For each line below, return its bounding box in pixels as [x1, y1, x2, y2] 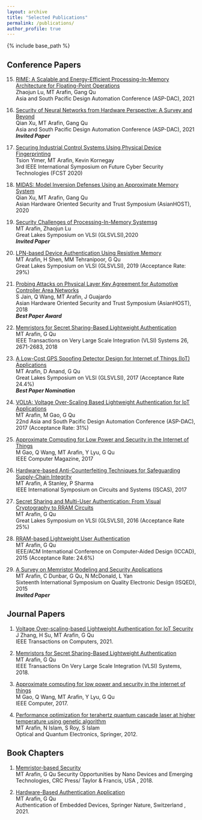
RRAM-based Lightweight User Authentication [15, 535, 130, 543]
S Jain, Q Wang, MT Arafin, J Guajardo [15, 293, 112, 300]
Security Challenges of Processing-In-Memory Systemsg [15, 218, 158, 226]
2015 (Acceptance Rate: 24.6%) [15, 554, 95, 561]
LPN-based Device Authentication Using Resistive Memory [15, 250, 162, 257]
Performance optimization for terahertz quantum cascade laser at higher [15, 711, 195, 718]
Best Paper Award [15, 312, 62, 320]
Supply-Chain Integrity [15, 473, 72, 481]
